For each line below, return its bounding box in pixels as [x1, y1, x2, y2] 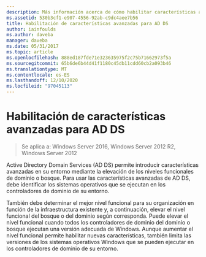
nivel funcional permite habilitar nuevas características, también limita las [6, 231, 192, 239]
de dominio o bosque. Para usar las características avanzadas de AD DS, [6, 174, 191, 182]
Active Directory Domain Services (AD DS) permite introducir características [6, 161, 199, 169]
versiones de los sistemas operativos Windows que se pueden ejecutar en [6, 238, 194, 245]
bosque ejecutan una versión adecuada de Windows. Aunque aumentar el [6, 225, 193, 232]
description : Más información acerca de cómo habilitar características [6, 9, 196, 15]
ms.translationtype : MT [6, 66, 67, 72]
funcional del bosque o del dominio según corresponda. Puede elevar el [6, 212, 189, 220]
